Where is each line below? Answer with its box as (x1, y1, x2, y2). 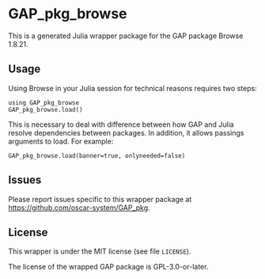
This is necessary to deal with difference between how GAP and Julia (8, 120, 235, 129)
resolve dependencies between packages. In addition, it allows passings (8, 128, 244, 137)
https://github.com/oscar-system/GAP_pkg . (8, 203, 150, 212)
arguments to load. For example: (8, 136, 114, 146)
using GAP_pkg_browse (8, 98, 80, 107)
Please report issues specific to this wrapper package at (8, 194, 192, 204)
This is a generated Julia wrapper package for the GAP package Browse (8, 31, 244, 40)
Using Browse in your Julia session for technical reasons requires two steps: (8, 83, 257, 93)
